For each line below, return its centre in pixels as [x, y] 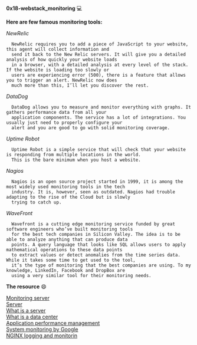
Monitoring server [28, 298]
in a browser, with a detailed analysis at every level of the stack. [100, 65]
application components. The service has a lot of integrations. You [98, 117]
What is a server [26, 310]
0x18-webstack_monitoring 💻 [44, 8]
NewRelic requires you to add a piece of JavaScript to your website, [100, 44]
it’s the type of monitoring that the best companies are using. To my [101, 265]
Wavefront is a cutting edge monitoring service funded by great [93, 224]
